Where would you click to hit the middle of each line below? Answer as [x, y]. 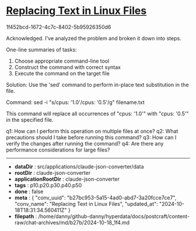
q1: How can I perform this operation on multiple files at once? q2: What [92, 131]
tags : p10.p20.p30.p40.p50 [48, 185]
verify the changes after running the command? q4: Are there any [85, 143]
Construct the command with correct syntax [68, 67]
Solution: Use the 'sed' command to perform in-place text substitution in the [97, 85]
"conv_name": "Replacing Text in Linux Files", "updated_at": [86, 204]
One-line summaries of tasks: [41, 49]
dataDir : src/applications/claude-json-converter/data [79, 166]
